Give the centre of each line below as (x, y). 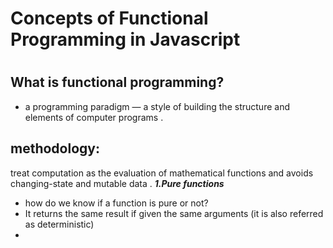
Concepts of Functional (109, 18)
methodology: (55, 148)
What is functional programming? (117, 82)
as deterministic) (59, 224)
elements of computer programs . (94, 117)
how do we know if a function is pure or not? (116, 203)
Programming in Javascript (125, 39)
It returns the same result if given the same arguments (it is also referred (174, 213)
